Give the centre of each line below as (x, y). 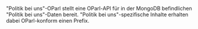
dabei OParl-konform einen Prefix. (48, 21)
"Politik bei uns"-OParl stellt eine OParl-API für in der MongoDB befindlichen (99, 8)
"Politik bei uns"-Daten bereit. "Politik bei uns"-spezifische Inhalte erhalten (97, 14)
